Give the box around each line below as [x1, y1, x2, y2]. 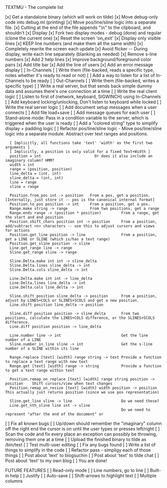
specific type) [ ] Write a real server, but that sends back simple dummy [5, 83, 153, 89]
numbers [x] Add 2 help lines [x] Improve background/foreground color [5, 56, 152, 62]
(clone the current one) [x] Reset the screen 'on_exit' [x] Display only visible [5, 35, 161, 41]
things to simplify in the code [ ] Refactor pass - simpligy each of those [5, 447, 151, 453]
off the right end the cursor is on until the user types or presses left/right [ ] [5, 426, 160, 431]
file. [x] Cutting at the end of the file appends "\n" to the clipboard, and [5, 24, 151, 30]
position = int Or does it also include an [9, 153, 153, 158]
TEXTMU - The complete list [5, 4, 64, 10]
